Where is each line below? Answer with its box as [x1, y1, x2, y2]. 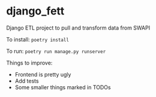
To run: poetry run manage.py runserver [6, 47, 106, 55]
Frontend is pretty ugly [14, 70, 71, 78]
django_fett [6, 4, 65, 18]
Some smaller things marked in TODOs [14, 83, 111, 91]
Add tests [14, 77, 39, 84]
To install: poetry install [6, 36, 69, 43]
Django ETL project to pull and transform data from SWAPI [6, 24, 151, 31]
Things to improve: [6, 59, 53, 66]
